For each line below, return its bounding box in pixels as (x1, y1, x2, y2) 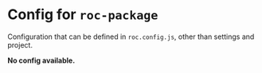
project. (7, 40, 33, 49)
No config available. (7, 56, 76, 65)
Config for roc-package (7, 6, 158, 24)
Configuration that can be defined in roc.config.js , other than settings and (7, 32, 255, 41)
